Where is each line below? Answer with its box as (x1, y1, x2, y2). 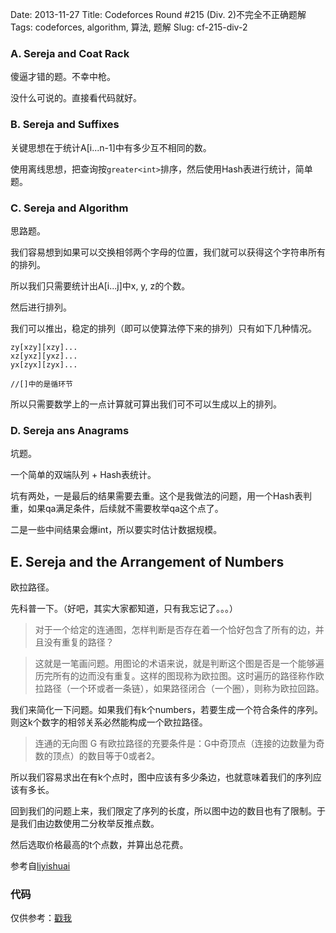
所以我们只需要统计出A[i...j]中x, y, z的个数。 (10, 279, 191, 292)
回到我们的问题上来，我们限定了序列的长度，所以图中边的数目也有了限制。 (10, 805, 317, 817)
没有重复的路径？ (43, 636, 115, 648)
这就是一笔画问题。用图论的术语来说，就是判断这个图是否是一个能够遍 (34, 658, 325, 669)
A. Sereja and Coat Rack (10, 46, 130, 60)
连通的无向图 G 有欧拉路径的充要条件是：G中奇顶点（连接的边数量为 (34, 738, 317, 749)
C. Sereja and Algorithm (10, 201, 129, 215)
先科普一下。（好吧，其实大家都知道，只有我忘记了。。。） (10, 603, 238, 614)
